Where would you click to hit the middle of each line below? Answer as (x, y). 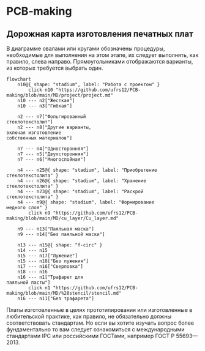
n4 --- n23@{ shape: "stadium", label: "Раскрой (80, 191)
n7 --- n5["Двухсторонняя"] (53, 154)
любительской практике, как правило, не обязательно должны (89, 316)
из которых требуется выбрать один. (55, 68)
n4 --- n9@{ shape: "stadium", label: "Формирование (86, 202)
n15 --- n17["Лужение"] (48, 256)
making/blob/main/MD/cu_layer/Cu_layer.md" (63, 218)
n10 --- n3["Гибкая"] (45, 106)
